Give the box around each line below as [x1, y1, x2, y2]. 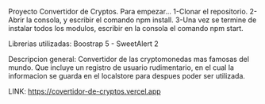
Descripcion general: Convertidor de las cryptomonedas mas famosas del [8, 55, 250, 64]
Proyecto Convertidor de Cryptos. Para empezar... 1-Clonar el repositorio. [8, 7, 248, 16]
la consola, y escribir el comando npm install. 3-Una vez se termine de [26, 15, 257, 25]
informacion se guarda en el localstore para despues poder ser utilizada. [8, 71, 246, 80]
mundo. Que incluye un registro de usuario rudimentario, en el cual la [8, 63, 234, 72]
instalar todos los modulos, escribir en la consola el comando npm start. [8, 24, 244, 33]
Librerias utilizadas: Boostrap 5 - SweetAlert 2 [8, 39, 159, 48]
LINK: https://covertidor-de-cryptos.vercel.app [8, 87, 161, 96]
